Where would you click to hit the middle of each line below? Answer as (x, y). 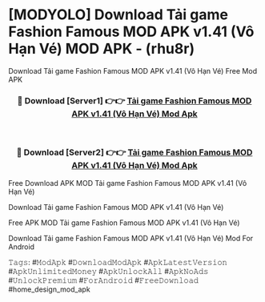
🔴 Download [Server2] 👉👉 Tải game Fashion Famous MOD (135, 152)
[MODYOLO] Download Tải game (118, 15)
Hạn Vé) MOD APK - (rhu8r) (101, 49)
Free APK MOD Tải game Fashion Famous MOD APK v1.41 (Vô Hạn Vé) (124, 223)
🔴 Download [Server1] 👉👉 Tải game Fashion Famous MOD (135, 100)
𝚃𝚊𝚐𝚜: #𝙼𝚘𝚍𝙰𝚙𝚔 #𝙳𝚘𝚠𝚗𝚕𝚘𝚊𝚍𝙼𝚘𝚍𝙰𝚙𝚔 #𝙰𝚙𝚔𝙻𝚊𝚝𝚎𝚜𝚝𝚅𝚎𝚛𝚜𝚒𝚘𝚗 (118, 262)
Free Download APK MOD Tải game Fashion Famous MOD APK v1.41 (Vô (128, 183)
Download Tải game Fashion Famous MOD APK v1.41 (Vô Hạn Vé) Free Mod (133, 70)
